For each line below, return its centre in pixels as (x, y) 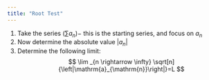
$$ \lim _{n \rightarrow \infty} (110, 62)
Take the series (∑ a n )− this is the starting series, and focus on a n (110, 34)
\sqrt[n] (164, 62)
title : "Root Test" (35, 13)
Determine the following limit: (59, 51)
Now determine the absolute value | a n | (72, 43)
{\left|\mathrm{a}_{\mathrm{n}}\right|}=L (117, 69)
